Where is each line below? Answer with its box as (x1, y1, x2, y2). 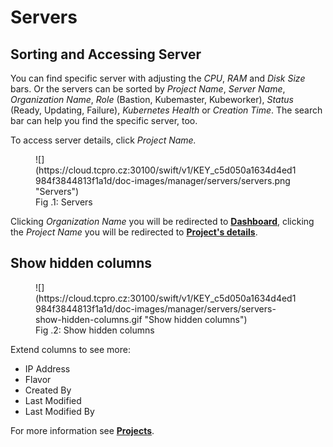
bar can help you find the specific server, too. (10, 115, 198, 126)
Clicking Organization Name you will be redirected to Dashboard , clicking (10, 216, 315, 227)
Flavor (24, 373, 52, 385)
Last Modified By (24, 405, 95, 417)
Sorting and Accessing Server (10, 46, 202, 63)
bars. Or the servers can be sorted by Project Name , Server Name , (10, 83, 286, 95)
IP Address (24, 362, 71, 375)
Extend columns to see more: (10, 343, 131, 355)
